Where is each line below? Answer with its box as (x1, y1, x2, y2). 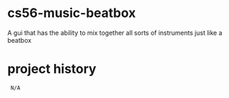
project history (7, 61, 97, 77)
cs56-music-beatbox (7, 5, 137, 21)
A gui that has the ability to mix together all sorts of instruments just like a (7, 28, 223, 37)
